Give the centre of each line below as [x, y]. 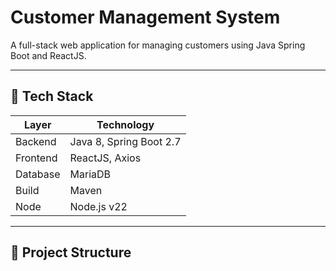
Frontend [36, 158]
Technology [125, 124]
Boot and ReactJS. [48, 55]
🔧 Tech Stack [52, 96]
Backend [36, 141]
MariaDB [90, 174]
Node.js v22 [98, 206]
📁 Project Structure [71, 252]
